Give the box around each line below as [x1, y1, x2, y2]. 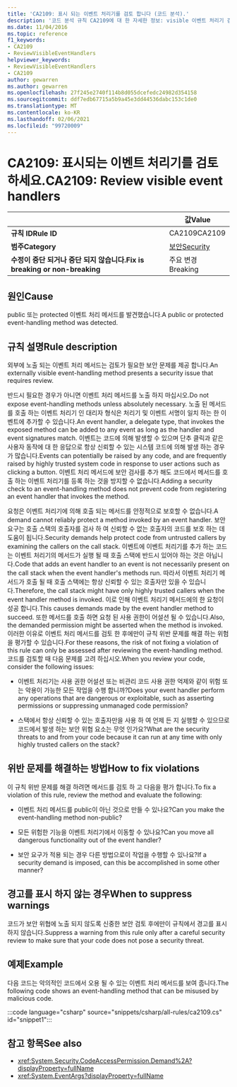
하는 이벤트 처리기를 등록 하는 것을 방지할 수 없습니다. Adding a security [14, 477, 213, 485]
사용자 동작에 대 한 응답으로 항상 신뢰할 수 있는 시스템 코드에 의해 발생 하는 [7, 443, 212, 452]
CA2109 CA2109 [169, 228, 226, 238]
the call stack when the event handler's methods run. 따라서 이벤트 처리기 [7, 569, 219, 577]
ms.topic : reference [7, 30, 68, 38]
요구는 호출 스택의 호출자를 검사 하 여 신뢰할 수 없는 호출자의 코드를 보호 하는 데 [7, 524, 226, 533]
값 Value [184, 215, 211, 225]
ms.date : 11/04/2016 [7, 23, 68, 30]
